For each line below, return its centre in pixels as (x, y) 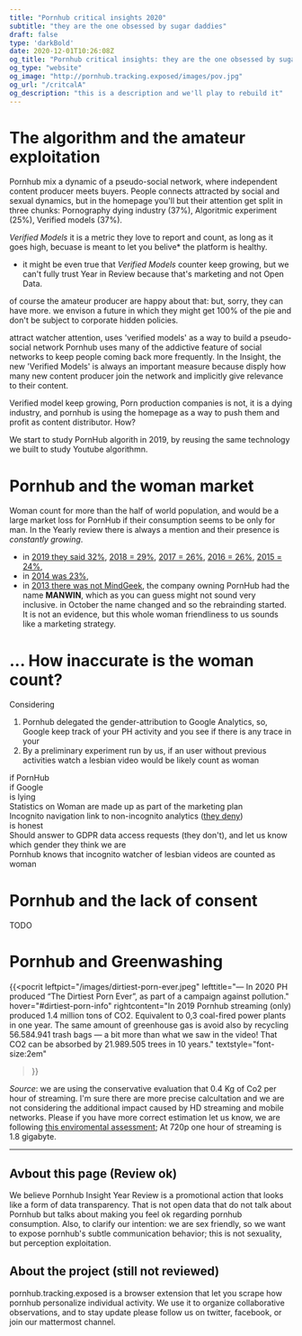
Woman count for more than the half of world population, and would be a (144, 511)
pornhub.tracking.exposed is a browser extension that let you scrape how (146, 1293)
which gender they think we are (68, 845)
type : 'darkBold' (42, 43)
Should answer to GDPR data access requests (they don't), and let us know (148, 836)
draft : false (34, 34)
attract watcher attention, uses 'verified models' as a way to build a (134, 338)
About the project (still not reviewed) (115, 1272)
